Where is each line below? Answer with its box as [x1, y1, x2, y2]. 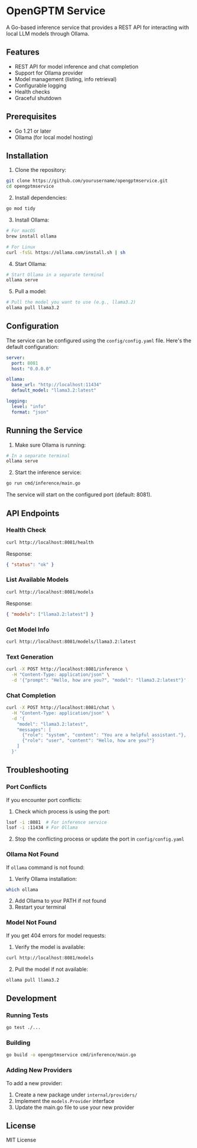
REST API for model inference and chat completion [14, 63, 139, 70]
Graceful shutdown [14, 94, 62, 101]
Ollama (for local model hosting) [14, 133, 93, 140]
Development [6, 993, 57, 1003]
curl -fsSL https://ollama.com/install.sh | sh [6, 249, 126, 255]
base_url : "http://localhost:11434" [11, 382, 102, 388]
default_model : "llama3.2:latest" [11, 387, 96, 393]
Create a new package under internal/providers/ [14, 1091, 138, 1098]
